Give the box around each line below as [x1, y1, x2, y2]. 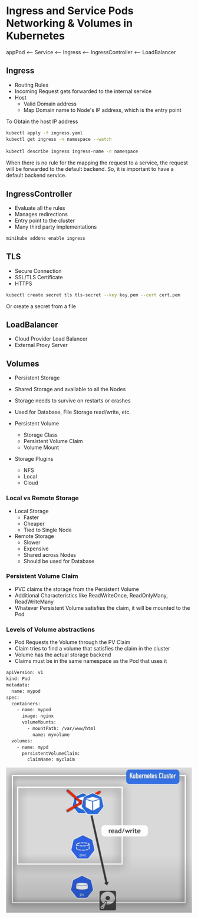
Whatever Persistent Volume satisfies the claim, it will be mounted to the [14, 604, 190, 611]
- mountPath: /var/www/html [27, 726, 96, 732]
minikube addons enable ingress [6, 236, 85, 242]
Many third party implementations [14, 223, 97, 230]
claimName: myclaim [27, 757, 75, 762]
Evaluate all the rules [14, 204, 65, 212]
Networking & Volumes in [6, 16, 133, 30]
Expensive [23, 545, 49, 552]
